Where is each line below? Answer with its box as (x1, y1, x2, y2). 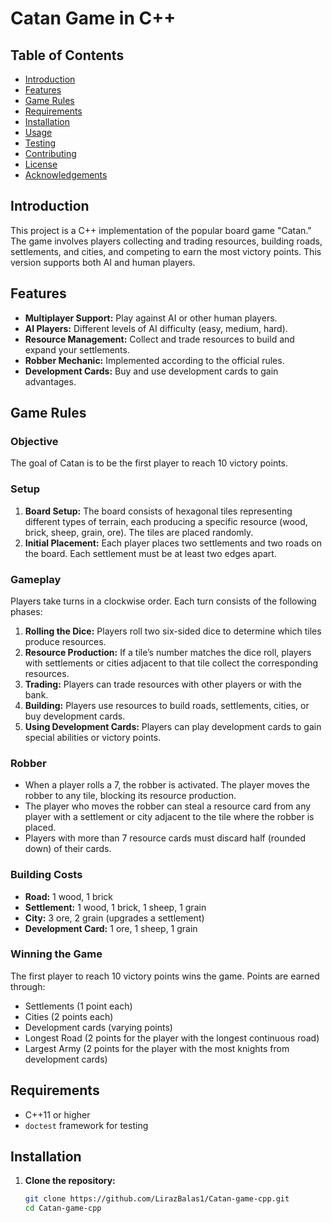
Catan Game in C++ (10, 7, 177, 30)
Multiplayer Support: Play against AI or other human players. (24, 312, 278, 324)
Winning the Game (10, 947, 103, 961)
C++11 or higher (24, 1108, 91, 1121)
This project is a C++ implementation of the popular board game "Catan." (10, 224, 312, 236)
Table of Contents (10, 47, 125, 64)
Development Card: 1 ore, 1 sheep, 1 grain (24, 922, 198, 934)
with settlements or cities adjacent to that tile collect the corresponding (24, 657, 319, 669)
